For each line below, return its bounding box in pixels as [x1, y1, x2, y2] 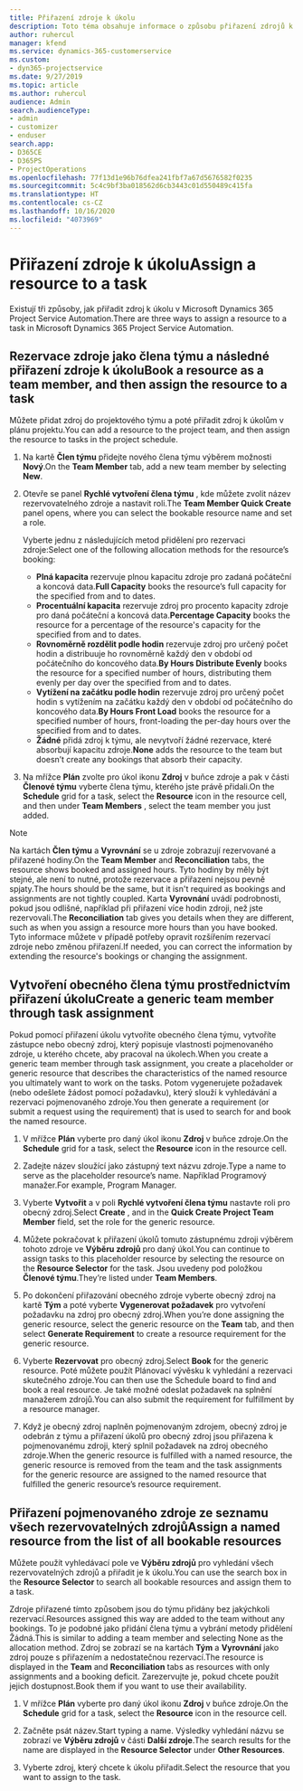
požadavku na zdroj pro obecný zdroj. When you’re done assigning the [22, 1309, 285, 1321]
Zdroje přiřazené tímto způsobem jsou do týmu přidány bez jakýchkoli [9, 1604, 270, 1615]
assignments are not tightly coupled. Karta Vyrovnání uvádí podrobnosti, [9, 893, 282, 905]
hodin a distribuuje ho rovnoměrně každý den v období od [35, 649, 253, 659]
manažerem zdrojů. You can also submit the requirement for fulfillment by [22, 1394, 295, 1405]
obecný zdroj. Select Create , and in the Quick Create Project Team [22, 1207, 274, 1218]
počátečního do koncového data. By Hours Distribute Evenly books [35, 658, 288, 669]
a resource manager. [22, 1404, 100, 1415]
